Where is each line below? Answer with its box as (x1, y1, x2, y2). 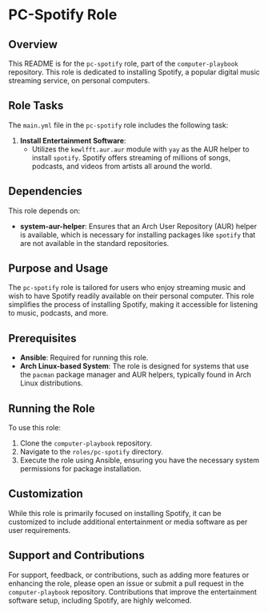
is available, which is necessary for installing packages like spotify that (19, 230, 256, 240)
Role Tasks (8, 99, 64, 113)
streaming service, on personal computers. (8, 76, 150, 85)
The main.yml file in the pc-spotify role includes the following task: (8, 120, 229, 130)
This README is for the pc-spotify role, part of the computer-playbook (8, 58, 238, 68)
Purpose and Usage (8, 262, 109, 276)
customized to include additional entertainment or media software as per (8, 517, 248, 526)
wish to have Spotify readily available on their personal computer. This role (8, 291, 254, 301)
